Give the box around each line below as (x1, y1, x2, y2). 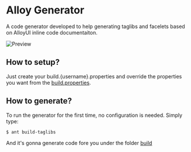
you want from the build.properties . (6, 79, 92, 86)
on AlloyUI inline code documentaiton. (6, 29, 98, 36)
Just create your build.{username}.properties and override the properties (6, 72, 182, 80)
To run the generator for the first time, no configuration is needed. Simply (6, 112, 183, 119)
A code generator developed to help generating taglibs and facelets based (6, 23, 185, 30)
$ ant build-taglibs (6, 129, 57, 135)
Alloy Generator (6, 4, 85, 17)
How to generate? (6, 96, 72, 106)
